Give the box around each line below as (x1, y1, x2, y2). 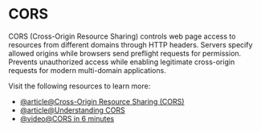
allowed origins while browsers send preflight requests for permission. (8, 48, 242, 58)
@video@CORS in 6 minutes (19, 113, 115, 123)
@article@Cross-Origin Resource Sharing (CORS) (19, 96, 185, 106)
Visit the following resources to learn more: (8, 81, 151, 91)
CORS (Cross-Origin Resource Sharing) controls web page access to (8, 31, 236, 41)
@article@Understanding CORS (19, 105, 126, 115)
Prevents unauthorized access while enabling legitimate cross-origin (8, 57, 235, 67)
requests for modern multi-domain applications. (8, 65, 166, 75)
